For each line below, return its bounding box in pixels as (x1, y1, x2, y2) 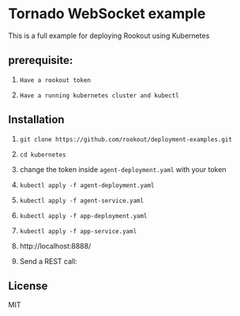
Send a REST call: (19, 256, 77, 265)
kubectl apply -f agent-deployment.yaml (19, 181, 155, 190)
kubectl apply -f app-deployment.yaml (19, 212, 148, 220)
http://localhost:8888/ (19, 241, 92, 250)
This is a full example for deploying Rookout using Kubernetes (8, 31, 210, 40)
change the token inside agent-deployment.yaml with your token (19, 164, 227, 174)
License (8, 279, 48, 292)
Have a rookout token (19, 76, 91, 84)
